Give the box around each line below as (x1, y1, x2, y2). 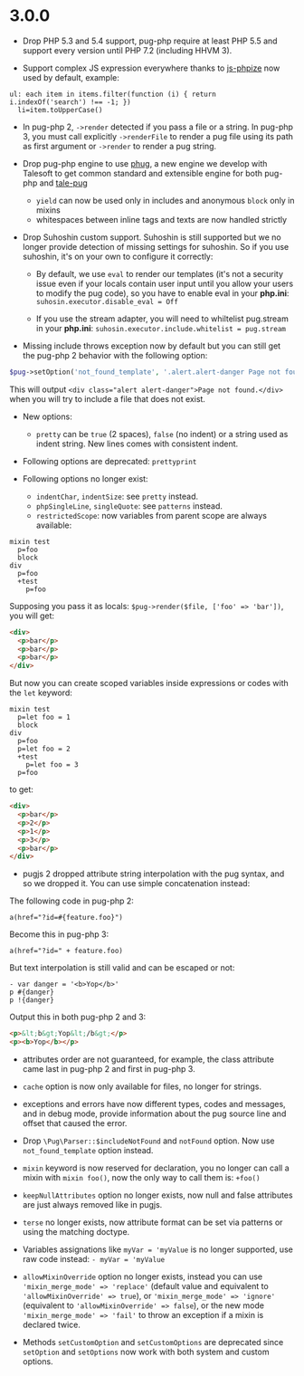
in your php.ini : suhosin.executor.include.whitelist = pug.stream (35, 322, 287, 333)
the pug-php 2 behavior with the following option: (22, 349, 208, 360)
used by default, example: (22, 72, 119, 82)
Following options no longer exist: (22, 473, 148, 484)
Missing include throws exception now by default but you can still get (22, 340, 281, 351)
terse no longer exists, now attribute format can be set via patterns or (22, 1217, 283, 1228)
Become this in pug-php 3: (9, 929, 109, 940)
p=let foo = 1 (17, 712, 71, 722)
